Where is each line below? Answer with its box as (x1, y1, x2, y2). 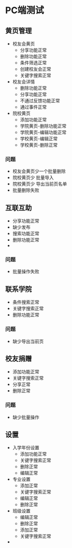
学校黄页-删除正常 (20, 142, 58, 148)
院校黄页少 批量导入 (12, 175, 54, 181)
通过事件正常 (20, 104, 47, 110)
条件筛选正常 (20, 60, 47, 66)
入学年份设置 (12, 445, 39, 451)
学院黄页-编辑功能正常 (20, 130, 67, 135)
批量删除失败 (12, 187, 39, 193)
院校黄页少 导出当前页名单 (12, 181, 67, 187)
